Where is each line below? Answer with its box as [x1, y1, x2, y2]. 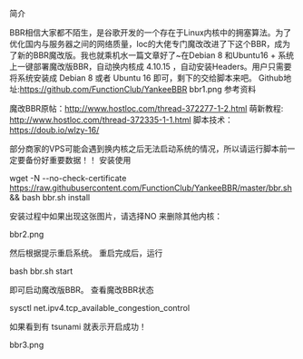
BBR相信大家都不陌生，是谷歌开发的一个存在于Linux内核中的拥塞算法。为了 [9, 27, 292, 38]
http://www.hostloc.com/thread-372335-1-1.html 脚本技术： [9, 114, 234, 125]
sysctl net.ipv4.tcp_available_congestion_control [9, 303, 191, 313]
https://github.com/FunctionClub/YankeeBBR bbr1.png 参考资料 [19, 84, 257, 94]
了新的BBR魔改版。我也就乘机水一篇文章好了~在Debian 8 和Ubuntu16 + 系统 [9, 50, 295, 61]
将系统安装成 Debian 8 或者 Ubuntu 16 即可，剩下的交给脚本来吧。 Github [9, 73, 284, 83]
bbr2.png [9, 229, 44, 239]
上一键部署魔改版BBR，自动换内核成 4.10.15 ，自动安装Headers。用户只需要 [9, 62, 292, 72]
